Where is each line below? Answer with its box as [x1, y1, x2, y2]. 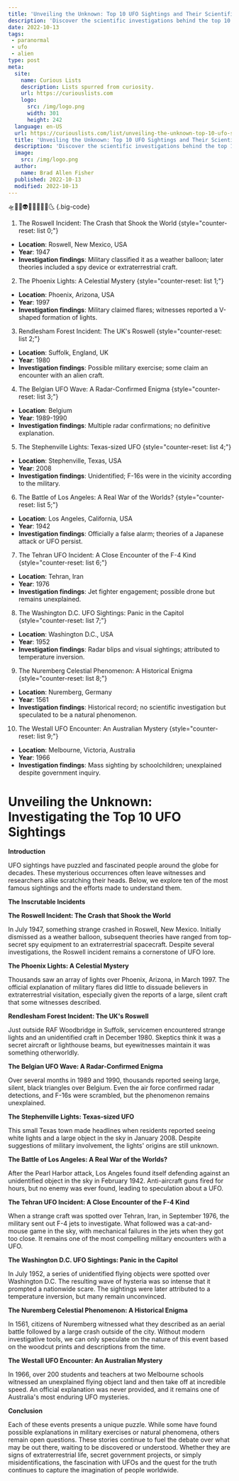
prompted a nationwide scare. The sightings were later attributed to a [8, 1284, 211, 1293]
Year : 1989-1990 [18, 414, 67, 422]
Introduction [8, 847, 45, 856]
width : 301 [26, 110, 60, 117]
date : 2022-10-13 [8, 23, 60, 31]
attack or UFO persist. [18, 537, 84, 545]
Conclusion [8, 1407, 43, 1415]
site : [14, 70, 31, 77]
